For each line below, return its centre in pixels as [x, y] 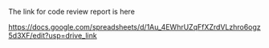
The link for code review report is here [71, 12]
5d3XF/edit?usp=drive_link [53, 36]
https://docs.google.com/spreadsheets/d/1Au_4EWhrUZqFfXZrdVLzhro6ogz [134, 27]
